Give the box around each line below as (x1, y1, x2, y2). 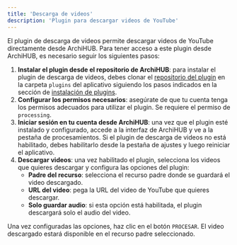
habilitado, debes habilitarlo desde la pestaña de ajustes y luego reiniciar (17, 140, 231, 149)
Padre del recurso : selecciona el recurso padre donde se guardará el (28, 171, 230, 179)
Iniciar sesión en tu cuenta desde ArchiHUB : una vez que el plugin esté (17, 118, 229, 126)
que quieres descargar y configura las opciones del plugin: (17, 163, 190, 171)
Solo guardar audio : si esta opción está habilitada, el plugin (28, 200, 202, 209)
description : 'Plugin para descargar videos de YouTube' (7, 17, 179, 24)
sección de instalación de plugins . (17, 88, 117, 96)
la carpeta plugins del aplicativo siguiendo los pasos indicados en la (17, 80, 217, 89)
